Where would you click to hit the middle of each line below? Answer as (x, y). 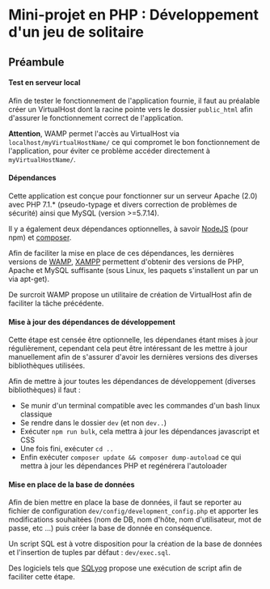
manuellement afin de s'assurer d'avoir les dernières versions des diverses (133, 357)
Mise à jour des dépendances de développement (92, 322)
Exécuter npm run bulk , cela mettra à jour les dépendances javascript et (140, 432)
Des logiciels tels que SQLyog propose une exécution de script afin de (125, 568)
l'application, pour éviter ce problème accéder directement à (109, 151)
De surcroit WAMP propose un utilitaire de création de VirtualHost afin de (130, 294)
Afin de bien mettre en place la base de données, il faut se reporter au (125, 502)
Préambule (36, 62)
